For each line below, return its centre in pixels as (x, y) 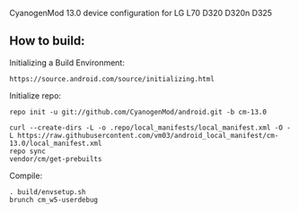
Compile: (26, 175)
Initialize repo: (35, 95)
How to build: (47, 41)
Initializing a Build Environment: (67, 63)
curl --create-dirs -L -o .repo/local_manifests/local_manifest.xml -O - (150, 128)
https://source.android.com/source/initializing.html (112, 79)
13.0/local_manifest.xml (56, 143)
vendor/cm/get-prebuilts (56, 159)
